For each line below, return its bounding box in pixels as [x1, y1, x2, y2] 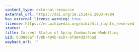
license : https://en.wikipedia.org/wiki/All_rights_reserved [5, 21, 135, 26]
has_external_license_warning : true [5, 16, 81, 21]
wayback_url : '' [5, 40, 39, 45]
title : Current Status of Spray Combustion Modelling [5, 30, 119, 35]
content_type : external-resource [5, 7, 74, 12]
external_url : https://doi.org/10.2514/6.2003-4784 [5, 12, 114, 17]
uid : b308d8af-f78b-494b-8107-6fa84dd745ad [5, 35, 97, 40]
